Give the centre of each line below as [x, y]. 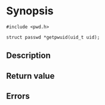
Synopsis [30, 11]
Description [28, 56]
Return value [30, 76]
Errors [18, 96]
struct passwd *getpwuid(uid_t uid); [53, 37]
